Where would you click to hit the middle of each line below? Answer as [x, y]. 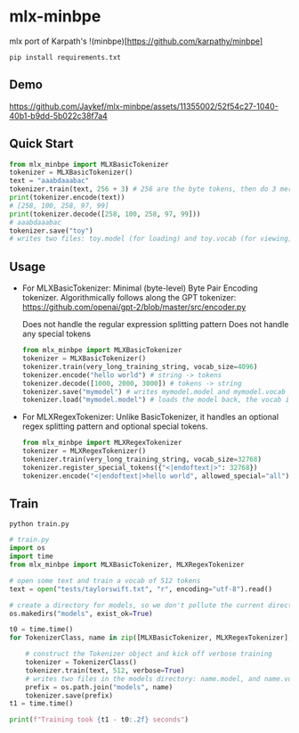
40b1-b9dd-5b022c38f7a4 [59, 115]
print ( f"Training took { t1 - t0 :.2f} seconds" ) [99, 720]
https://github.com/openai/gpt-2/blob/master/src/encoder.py [134, 307]
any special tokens [57, 334]
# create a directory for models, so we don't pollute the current [137, 605]
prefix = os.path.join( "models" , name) [99, 687]
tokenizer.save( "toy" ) [51, 231]
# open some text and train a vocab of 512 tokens [105, 581]
